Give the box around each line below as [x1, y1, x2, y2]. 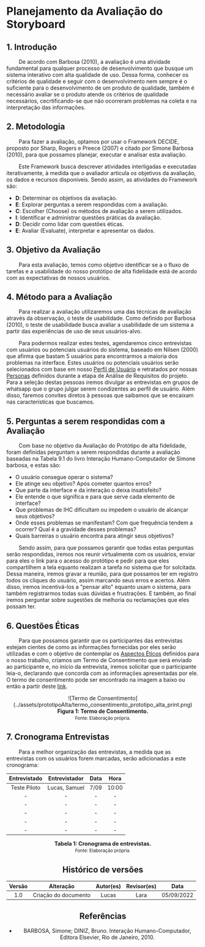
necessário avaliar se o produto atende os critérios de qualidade [6, 91, 169, 98]
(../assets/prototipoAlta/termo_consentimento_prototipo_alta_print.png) [13, 701, 193, 709]
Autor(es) [95, 883, 121, 890]
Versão [9, 883, 28, 890]
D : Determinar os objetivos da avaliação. [15, 194, 117, 201]
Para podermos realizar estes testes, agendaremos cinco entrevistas [18, 340, 192, 347]
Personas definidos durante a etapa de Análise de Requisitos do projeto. [6, 372, 188, 380]
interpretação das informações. [6, 104, 86, 111]
